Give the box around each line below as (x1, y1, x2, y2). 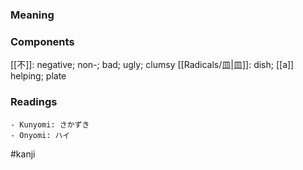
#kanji (10, 148, 36, 160)
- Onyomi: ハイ (10, 130, 71, 140)
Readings (10, 95, 58, 109)
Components (10, 34, 75, 48)
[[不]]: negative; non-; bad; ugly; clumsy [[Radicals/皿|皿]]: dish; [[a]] (10, 59, 295, 71)
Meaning (10, 8, 55, 22)
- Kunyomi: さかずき (10, 119, 90, 130)
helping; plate (10, 70, 67, 82)
